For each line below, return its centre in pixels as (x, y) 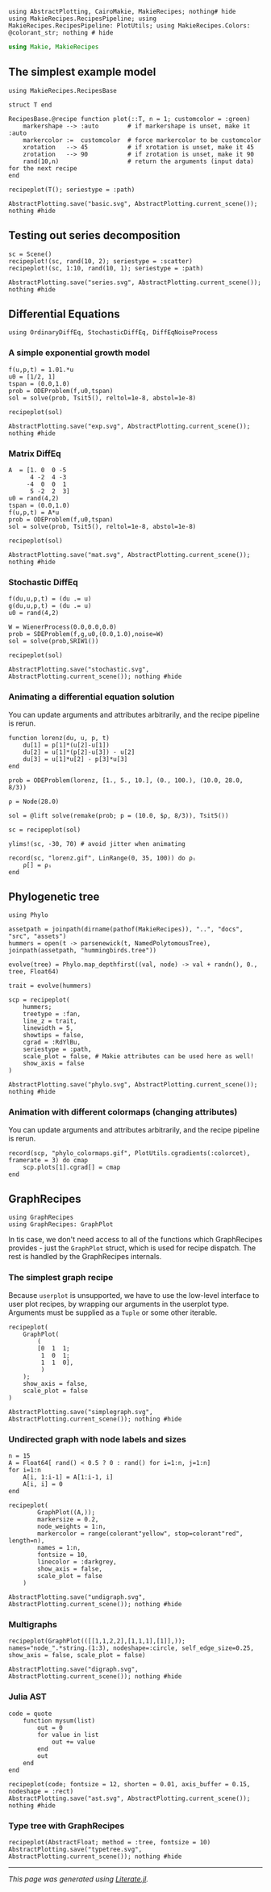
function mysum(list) (59, 1720)
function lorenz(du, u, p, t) (59, 738)
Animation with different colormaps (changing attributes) (123, 1112)
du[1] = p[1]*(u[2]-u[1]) (67, 745)
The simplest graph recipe (61, 1278)
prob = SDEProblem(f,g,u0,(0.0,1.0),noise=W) (86, 634)
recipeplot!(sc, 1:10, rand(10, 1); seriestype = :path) (106, 268)
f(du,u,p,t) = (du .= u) (50, 599)
